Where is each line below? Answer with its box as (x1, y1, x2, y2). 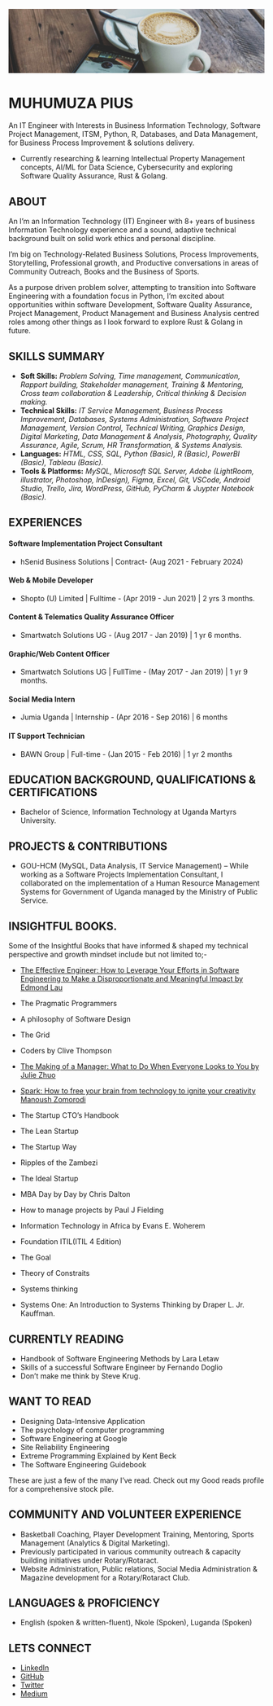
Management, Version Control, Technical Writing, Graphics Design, (19, 423, 246, 433)
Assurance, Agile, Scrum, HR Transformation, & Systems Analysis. (19, 441, 244, 451)
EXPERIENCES (8, 516, 83, 530)
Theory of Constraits (19, 1269, 90, 1278)
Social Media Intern (8, 694, 76, 704)
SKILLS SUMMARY (8, 350, 106, 363)
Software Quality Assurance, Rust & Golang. (19, 171, 168, 181)
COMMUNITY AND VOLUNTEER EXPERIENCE (8, 1508, 242, 1522)
